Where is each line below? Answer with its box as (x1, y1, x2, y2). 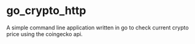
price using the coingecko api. (6, 30, 83, 37)
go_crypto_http (6, 4, 86, 18)
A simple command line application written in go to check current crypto (6, 24, 189, 31)
